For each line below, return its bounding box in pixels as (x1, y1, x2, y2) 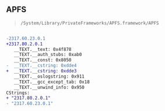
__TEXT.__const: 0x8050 (13, 57, 72, 63)
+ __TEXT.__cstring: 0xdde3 (6, 68, 77, 74)
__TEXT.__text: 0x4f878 (13, 46, 72, 52)
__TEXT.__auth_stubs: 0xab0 (13, 52, 82, 58)
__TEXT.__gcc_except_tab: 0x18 (13, 79, 90, 85)
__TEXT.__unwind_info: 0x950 (13, 84, 85, 90)
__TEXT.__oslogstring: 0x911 (13, 73, 85, 79)
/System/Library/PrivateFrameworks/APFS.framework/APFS (20, 20, 159, 26)
